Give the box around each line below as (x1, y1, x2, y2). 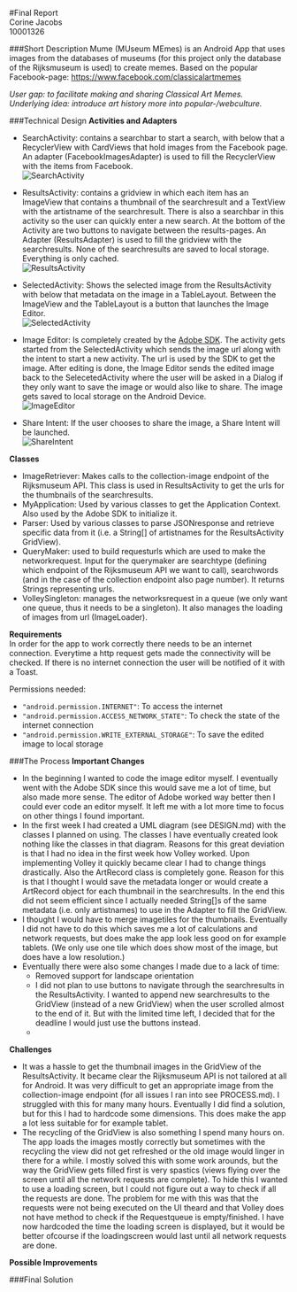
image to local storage (21, 739, 103, 749)
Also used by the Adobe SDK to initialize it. (21, 508, 178, 519)
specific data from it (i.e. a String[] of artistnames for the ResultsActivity (21, 527, 285, 538)
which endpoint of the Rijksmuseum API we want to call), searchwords (21, 565, 278, 575)
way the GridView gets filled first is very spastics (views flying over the (21, 1164, 281, 1175)
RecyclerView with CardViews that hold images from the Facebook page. (21, 142, 288, 152)
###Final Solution (9, 1274, 73, 1285)
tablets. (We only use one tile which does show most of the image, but (21, 942, 278, 953)
